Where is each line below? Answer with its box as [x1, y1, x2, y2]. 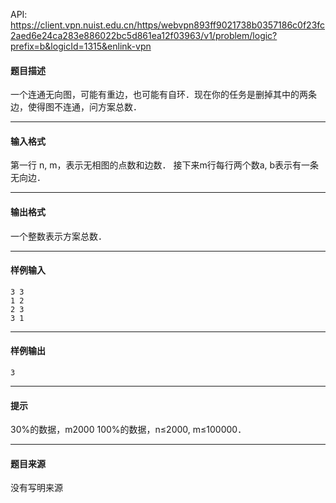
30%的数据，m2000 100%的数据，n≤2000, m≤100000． [10, 424, 247, 436]
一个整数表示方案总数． [10, 230, 107, 242]
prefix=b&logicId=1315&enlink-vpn [10, 40, 152, 52]
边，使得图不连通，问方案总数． [10, 101, 142, 113]
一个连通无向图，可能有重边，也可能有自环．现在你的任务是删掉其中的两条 [10, 89, 317, 101]
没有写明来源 [10, 482, 63, 494]
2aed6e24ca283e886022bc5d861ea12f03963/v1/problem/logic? [10, 30, 278, 41]
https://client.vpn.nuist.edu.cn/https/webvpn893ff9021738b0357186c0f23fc [10, 19, 326, 31]
